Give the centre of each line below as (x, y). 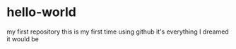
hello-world (42, 12)
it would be (23, 38)
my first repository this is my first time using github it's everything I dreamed (118, 31)
